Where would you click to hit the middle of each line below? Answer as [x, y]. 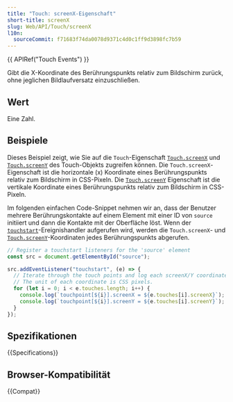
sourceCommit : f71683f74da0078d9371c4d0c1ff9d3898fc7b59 [97, 40]
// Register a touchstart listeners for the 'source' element [99, 250]
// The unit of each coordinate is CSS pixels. [84, 282]
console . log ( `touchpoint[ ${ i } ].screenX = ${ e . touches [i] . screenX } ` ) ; [122, 295]
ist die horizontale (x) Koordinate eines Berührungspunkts [125, 172]
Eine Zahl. [21, 118]
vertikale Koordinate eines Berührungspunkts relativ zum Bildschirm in [107, 187]
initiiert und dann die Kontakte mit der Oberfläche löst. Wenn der [100, 223]
